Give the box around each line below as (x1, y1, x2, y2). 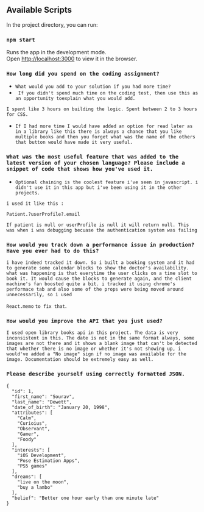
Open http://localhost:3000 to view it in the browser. (6, 55, 138, 63)
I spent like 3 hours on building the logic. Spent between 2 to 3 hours (6, 106, 198, 112)
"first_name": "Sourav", (12, 393, 75, 400)
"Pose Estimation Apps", (17, 457, 80, 464)
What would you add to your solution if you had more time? (15, 84, 171, 90)
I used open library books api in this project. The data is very (6, 330, 178, 336)
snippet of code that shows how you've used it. (6, 166, 153, 172)
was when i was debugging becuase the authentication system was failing (6, 227, 198, 233)
